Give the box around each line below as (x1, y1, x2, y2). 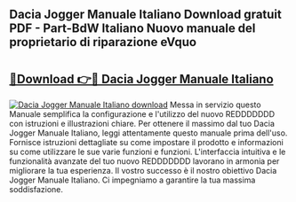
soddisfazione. (9, 184, 64, 194)
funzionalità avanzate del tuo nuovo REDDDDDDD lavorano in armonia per (9, 156, 280, 167)
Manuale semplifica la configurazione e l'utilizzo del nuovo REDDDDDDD (9, 109, 276, 119)
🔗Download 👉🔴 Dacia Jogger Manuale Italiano (9, 71, 274, 87)
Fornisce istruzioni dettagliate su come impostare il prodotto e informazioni (9, 137, 284, 147)
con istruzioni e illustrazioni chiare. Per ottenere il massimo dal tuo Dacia (9, 119, 276, 128)
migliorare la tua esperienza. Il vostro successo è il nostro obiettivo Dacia (9, 166, 277, 175)
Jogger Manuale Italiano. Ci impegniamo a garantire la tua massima (9, 175, 256, 185)
